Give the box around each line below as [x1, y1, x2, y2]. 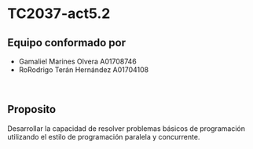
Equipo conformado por [7, 36, 126, 49]
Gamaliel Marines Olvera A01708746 [18, 56, 137, 66]
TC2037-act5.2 [7, 5, 111, 23]
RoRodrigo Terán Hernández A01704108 [18, 65, 149, 74]
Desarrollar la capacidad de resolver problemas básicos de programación [7, 123, 245, 133]
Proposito [7, 103, 57, 116]
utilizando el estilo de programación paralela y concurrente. [7, 132, 200, 141]
